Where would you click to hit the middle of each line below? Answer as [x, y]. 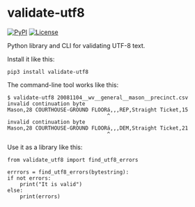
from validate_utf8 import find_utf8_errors [73, 160]
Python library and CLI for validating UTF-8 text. [76, 45]
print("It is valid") [51, 184]
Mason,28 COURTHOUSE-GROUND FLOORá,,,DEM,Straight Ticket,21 [98, 128]
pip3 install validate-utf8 [48, 72]
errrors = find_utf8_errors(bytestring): [68, 172]
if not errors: [29, 178]
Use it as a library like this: [45, 147]
